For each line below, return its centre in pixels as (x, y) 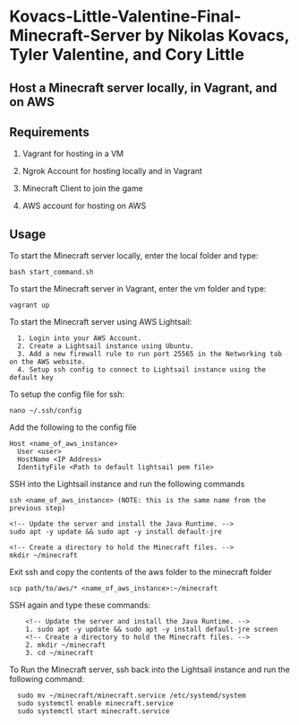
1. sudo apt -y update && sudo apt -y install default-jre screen (152, 630)
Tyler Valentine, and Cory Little (127, 55)
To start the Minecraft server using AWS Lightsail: (101, 322)
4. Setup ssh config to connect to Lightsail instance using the (142, 370)
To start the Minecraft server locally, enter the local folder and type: (134, 256)
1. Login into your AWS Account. (80, 338)
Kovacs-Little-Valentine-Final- (125, 17)
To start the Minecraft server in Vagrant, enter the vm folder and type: (138, 289)
